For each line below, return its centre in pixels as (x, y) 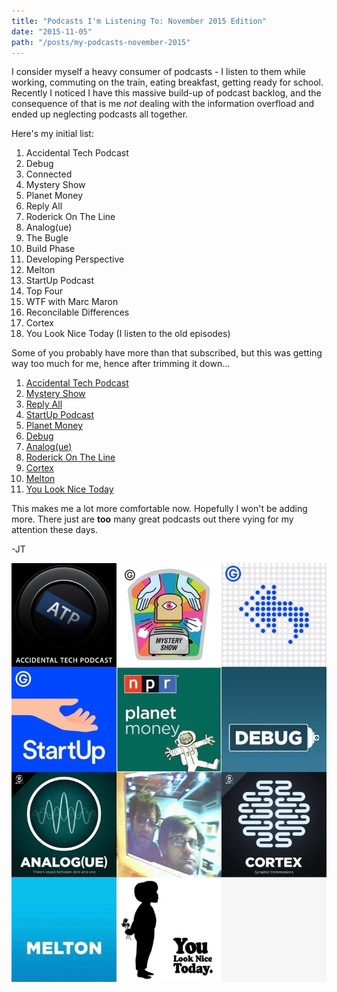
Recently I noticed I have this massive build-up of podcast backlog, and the (166, 93)
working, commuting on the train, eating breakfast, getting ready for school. (167, 82)
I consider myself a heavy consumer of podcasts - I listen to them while (158, 72)
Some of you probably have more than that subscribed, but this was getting (167, 353)
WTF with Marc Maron (72, 302)
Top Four (44, 291)
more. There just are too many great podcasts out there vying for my (152, 519)
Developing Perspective (75, 259)
